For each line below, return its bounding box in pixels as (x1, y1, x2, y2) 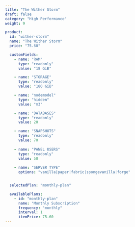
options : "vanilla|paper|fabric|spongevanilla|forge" (18, 170, 131, 175)
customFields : (9, 52, 38, 57)
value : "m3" (18, 101, 43, 107)
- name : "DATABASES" (14, 111, 56, 116)
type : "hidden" (18, 97, 50, 102)
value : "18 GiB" (18, 66, 52, 71)
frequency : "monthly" (18, 205, 63, 210)
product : (5, 30, 23, 35)
